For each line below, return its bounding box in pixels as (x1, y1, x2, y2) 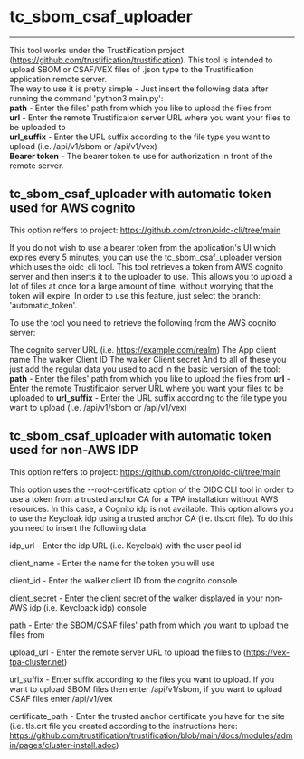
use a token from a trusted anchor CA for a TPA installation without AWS (9, 493, 279, 504)
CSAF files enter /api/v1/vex (9, 693, 113, 704)
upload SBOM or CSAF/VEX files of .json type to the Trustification (9, 63, 254, 74)
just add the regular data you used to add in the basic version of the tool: (9, 364, 280, 375)
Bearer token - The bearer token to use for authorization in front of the (9, 150, 273, 161)
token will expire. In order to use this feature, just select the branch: (9, 289, 261, 300)
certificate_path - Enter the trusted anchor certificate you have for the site (9, 710, 285, 721)
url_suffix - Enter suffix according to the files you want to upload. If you (9, 674, 274, 685)
